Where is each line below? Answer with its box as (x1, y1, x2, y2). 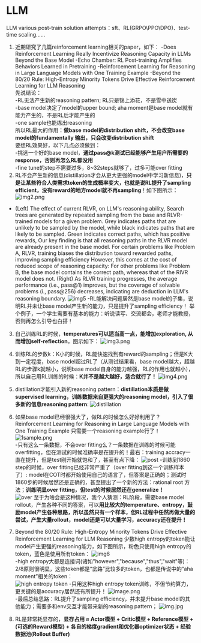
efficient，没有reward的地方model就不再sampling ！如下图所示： (14, 187, 178, 194)
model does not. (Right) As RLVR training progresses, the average (14, 275, 178, 282)
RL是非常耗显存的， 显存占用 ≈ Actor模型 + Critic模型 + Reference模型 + (14, 615, 194, 623)
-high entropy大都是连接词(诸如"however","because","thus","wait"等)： (14, 557, 190, 564)
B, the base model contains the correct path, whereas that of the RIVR (14, 268, 188, 276)
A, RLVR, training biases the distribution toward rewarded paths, (14, 250, 173, 257)
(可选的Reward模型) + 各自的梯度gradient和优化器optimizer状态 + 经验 (14, 623, 191, 630)
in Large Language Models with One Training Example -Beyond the (14, 69, 181, 76)
